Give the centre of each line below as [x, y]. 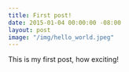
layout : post [29, 30]
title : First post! [40, 15]
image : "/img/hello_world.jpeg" [61, 37]
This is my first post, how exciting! [64, 59]
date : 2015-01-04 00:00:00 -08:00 [65, 23]
